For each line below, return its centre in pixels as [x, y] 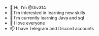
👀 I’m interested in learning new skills [47, 13]
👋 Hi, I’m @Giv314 [28, 8]
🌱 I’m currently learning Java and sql [47, 18]
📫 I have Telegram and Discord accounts [52, 28]
